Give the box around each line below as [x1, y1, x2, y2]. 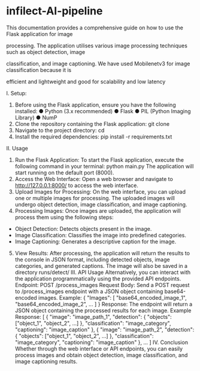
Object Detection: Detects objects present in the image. [14, 225, 152, 232]
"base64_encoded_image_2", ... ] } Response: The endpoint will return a [14, 300, 193, 307]
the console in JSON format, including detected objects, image [14, 256, 170, 263]
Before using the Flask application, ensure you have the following [14, 101, 176, 108]
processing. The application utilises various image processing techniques [6, 42, 187, 49]
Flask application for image [6, 30, 73, 37]
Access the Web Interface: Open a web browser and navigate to [14, 175, 174, 182]
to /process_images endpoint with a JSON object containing [14, 288, 163, 295]
